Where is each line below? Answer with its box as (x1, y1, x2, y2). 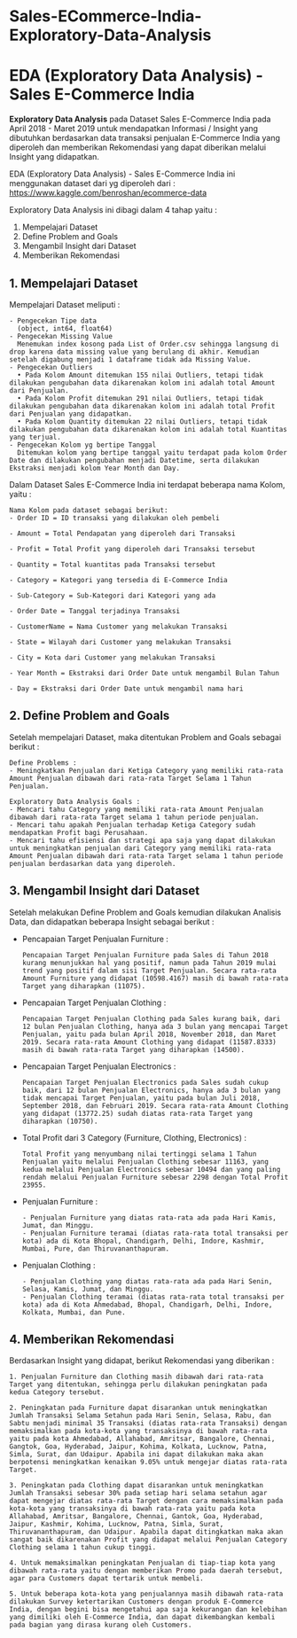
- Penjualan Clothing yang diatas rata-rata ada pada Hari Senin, (21, 1276, 273, 1286)
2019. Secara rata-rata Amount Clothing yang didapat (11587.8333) (21, 1037, 277, 1047)
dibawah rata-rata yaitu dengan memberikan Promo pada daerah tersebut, (9, 1566, 284, 1575)
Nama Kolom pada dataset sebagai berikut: (9, 505, 168, 515)
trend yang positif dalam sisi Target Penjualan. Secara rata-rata (21, 966, 277, 975)
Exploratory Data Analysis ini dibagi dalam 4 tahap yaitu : (9, 205, 217, 215)
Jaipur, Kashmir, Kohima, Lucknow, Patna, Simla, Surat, (9, 1520, 224, 1529)
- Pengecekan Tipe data (9, 316, 98, 325)
